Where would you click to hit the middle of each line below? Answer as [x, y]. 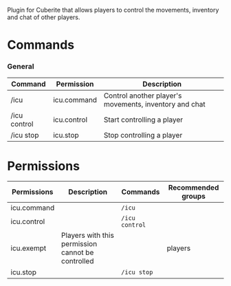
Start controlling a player [143, 120]
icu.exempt [29, 248]
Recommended [194, 188]
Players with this [88, 235]
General [21, 67]
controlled [77, 261]
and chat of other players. [44, 17]
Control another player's [143, 96]
